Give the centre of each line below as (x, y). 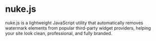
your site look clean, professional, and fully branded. (59, 33)
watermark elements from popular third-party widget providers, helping (78, 28)
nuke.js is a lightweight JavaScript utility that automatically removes (74, 23)
